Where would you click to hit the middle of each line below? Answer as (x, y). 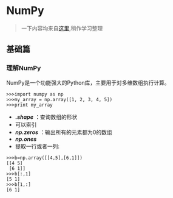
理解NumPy (24, 68)
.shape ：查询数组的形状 (46, 117)
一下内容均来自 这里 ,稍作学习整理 (62, 28)
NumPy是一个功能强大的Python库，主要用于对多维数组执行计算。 (88, 82)
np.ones (26, 139)
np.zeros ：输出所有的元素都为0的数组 (63, 132)
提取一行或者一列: (37, 146)
